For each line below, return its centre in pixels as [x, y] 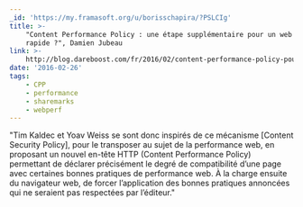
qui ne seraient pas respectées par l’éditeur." [92, 193]
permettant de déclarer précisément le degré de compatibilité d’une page [146, 164]
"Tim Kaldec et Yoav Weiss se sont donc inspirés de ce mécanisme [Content [151, 135]
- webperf [44, 110]
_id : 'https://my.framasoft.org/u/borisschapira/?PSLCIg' [120, 18]
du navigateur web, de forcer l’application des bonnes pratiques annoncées [150, 183]
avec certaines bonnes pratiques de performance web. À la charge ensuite [148, 174]
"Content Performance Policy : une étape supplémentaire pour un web [159, 34]
